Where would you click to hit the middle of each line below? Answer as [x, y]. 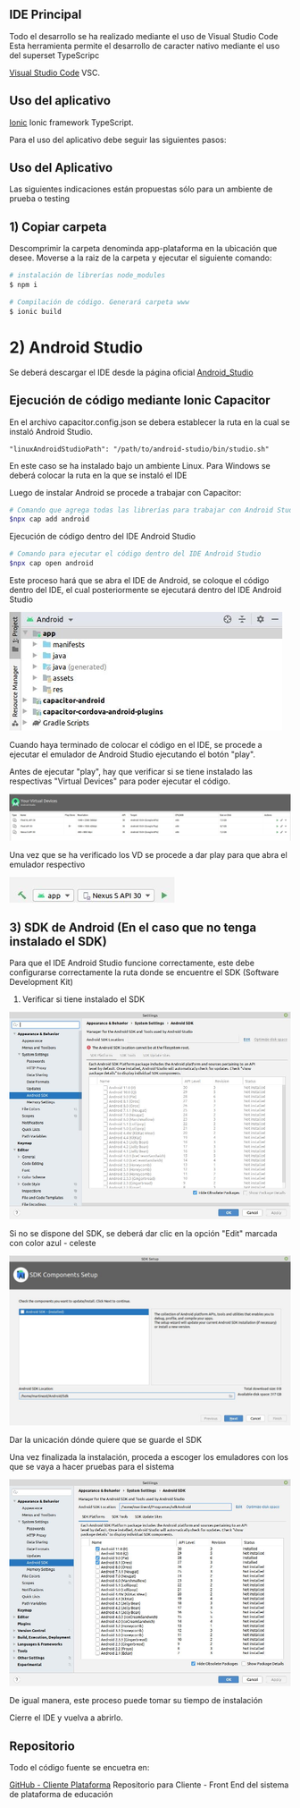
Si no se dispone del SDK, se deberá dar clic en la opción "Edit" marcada [144, 1234]
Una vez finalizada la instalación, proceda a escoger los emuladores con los [149, 1456]
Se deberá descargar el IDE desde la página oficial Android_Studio [131, 372]
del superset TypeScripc [54, 55]
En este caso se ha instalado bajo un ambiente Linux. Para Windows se [140, 465]
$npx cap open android [51, 564]
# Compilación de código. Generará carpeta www [100, 302]
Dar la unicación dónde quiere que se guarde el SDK [106, 1439]
